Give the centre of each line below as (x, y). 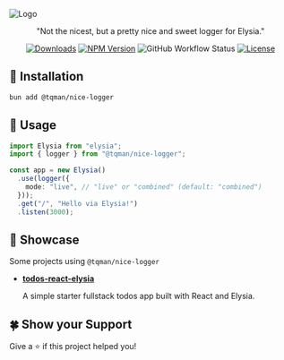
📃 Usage (33, 125)
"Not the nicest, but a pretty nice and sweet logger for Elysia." (151, 31)
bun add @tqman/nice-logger (62, 97)
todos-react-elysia (58, 279)
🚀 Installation (47, 77)
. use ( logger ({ (43, 179)
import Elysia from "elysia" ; (66, 146)
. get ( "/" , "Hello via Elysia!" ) (78, 203)
